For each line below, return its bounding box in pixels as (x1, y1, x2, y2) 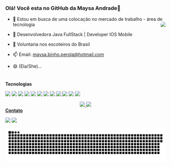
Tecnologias (5, 81, 32, 87)
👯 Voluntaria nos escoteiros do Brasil (12, 41, 90, 47)
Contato (5, 107, 23, 114)
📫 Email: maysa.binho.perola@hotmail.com (12, 51, 104, 58)
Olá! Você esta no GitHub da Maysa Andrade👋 (5, 5, 121, 12)
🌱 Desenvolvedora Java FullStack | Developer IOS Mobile (12, 32, 133, 38)
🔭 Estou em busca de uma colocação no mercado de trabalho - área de (12, 16, 163, 22)
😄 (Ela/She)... (12, 63, 42, 69)
